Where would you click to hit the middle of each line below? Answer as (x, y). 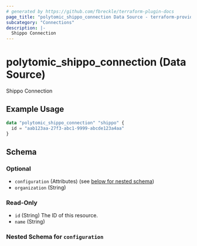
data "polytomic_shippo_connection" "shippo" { (65, 123)
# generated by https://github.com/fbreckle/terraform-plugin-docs (90, 11)
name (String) (30, 222)
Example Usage (35, 109)
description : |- (26, 28)
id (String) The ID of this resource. (56, 216)
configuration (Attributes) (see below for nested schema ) (84, 182)
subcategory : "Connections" (40, 22)
